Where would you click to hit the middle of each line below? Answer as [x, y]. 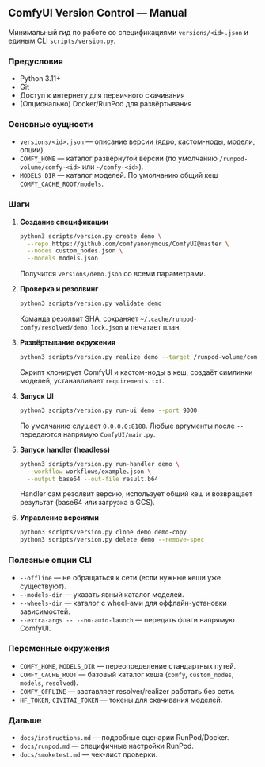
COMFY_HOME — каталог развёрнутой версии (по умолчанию [118, 159]
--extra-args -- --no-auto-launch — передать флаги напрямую [127, 619]
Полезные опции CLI [50, 561]
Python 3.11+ [40, 79]
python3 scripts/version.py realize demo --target [105, 357]
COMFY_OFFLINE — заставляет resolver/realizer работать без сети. [127, 691]
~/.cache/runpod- [168, 320]
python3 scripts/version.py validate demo [91, 304]
